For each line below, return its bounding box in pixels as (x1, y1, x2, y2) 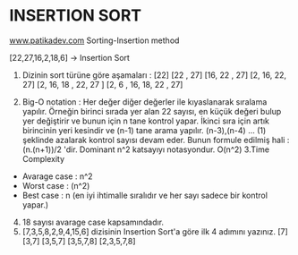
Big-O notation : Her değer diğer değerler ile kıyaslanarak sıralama (21, 96, 268, 107)
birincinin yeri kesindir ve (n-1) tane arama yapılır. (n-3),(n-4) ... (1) (21, 124, 267, 135)
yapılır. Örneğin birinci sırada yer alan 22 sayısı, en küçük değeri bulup (21, 106, 282, 116)
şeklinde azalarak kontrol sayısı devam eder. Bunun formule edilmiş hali (21, 134, 285, 145)
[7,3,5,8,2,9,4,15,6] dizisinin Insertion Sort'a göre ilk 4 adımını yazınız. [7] (21, 225, 288, 237)
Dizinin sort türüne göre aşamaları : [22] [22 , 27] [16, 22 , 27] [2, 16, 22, (21, 69, 287, 81)
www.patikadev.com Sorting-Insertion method (9, 35, 180, 46)
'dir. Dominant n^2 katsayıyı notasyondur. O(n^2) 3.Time (64, 144, 270, 155)
